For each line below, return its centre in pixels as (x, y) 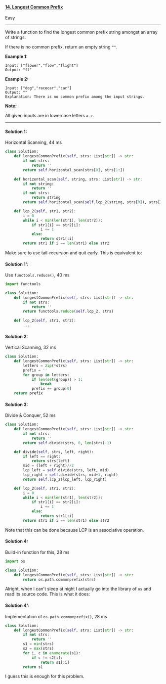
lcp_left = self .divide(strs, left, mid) (66, 470)
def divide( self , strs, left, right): (54, 452)
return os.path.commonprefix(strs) (60, 579)
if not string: (39, 184)
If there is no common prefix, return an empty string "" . (61, 47)
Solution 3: (17, 404)
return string (46, 198)
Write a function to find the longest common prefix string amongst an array (82, 32)
